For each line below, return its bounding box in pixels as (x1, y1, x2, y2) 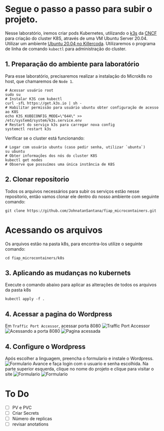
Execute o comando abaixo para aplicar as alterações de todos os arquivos (5, 282, 157, 288)
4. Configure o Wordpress (5, 343, 86, 351)
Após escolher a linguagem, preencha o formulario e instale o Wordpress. (5, 355, 154, 361)
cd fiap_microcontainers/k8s (5, 256, 65, 260)
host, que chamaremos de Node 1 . (5, 78, 73, 84)
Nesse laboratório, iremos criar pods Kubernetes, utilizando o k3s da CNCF (5, 30, 157, 36)
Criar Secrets (12, 410, 39, 416)
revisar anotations (12, 421, 49, 427)
